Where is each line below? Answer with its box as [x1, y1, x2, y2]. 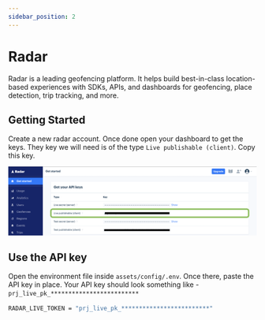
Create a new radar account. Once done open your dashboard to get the [8, 134, 244, 143]
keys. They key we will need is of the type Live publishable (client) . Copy [8, 143, 256, 152]
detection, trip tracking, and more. [8, 91, 119, 100]
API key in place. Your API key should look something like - [8, 280, 200, 289]
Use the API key [8, 251, 88, 264]
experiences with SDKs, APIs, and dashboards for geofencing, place [30, 82, 252, 91]
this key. [8, 151, 35, 161]
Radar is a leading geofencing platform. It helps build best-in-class [8, 73, 225, 83]
